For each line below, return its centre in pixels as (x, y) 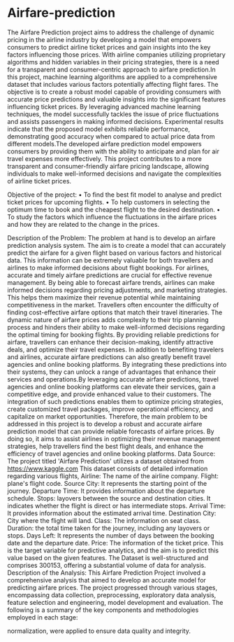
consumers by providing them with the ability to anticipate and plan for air (114, 151)
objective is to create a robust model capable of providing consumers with (114, 92)
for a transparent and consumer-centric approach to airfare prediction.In (111, 69)
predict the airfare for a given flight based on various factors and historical (115, 253)
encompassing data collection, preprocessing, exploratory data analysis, (112, 595)
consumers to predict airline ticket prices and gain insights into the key (109, 47)
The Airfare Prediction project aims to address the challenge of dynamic (111, 32)
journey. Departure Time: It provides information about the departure (106, 491)
